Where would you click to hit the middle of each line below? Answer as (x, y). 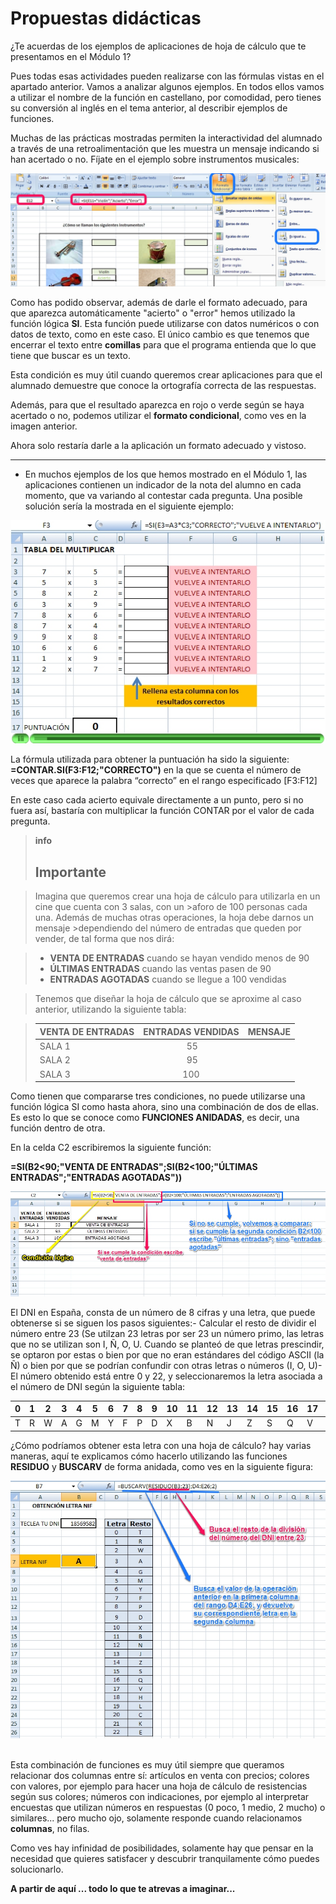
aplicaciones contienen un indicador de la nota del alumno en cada (163, 485)
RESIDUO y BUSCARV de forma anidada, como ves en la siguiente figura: (162, 1466)
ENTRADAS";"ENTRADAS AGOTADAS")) (96, 1178)
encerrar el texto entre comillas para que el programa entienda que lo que (163, 345)
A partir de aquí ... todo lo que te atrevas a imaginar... (123, 1888)
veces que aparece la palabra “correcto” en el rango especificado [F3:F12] (164, 781)
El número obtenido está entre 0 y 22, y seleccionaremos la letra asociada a (166, 1376)
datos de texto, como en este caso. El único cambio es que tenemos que (160, 334)
